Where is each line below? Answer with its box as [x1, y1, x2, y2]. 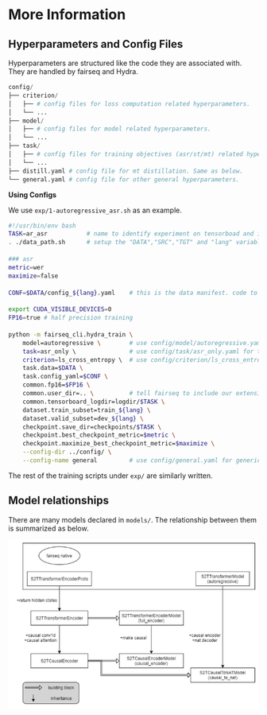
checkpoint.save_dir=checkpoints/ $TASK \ [22, 423, 161, 431]
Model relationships [8, 494, 110, 507]
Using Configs [8, 189, 57, 200]
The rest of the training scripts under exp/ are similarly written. [8, 471, 213, 480]
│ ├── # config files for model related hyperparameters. [8, 125, 212, 133]
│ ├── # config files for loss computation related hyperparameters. [8, 99, 250, 108]
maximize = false [8, 272, 59, 280]
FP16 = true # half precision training [8, 314, 133, 322]
